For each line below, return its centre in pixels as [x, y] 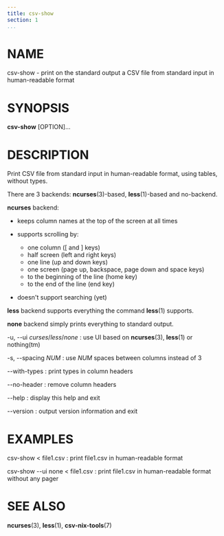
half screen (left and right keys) [72, 255]
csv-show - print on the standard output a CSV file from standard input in [111, 73]
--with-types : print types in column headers [70, 371]
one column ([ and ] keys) [64, 247]
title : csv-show [30, 13]
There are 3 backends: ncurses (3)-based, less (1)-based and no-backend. [112, 194]
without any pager [33, 479]
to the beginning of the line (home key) [82, 277]
